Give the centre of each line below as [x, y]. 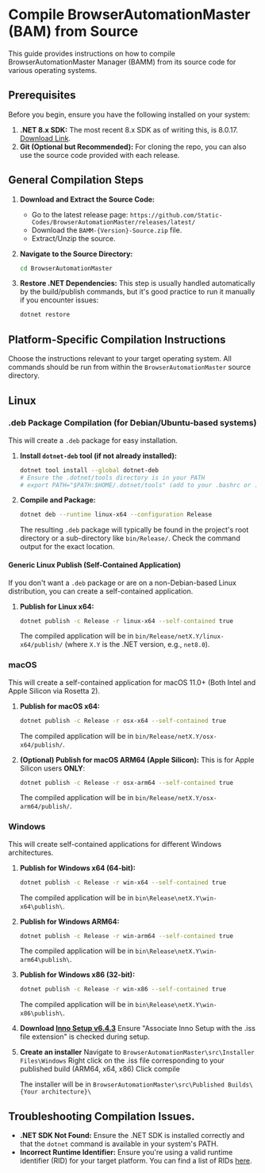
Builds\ [240, 1085]
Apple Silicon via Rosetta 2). [54, 690]
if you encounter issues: [59, 300]
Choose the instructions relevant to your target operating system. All [120, 359]
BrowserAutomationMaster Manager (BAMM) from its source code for [122, 62]
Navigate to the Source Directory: [76, 254]
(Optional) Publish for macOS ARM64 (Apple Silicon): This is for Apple [137, 760]
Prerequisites [42, 96]
